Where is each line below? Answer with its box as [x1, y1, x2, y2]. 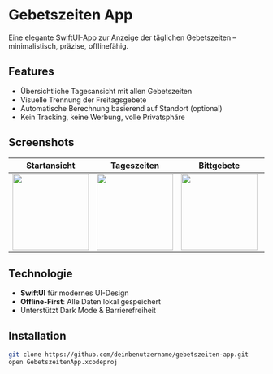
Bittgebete [198, 160, 240, 171]
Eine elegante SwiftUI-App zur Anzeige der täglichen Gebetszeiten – [8, 32, 237, 42]
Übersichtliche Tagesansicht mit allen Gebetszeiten [19, 86, 193, 96]
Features [8, 65, 54, 79]
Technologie [8, 266, 73, 281]
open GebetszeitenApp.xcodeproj [8, 359, 118, 367]
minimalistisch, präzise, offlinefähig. [8, 41, 129, 50]
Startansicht [25, 160, 76, 171]
